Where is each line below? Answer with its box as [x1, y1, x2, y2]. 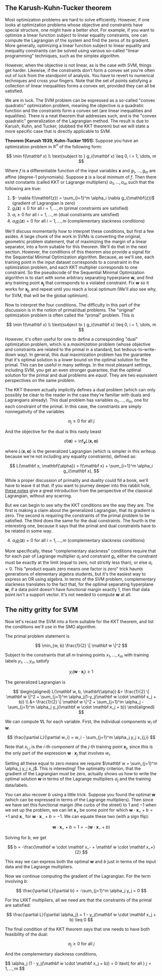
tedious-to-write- [121, 347, 156, 352]
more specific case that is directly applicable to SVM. [5, 128, 111, 134]
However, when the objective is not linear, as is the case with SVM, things [5, 62, 152, 68]
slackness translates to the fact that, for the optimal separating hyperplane [5, 581, 154, 587]
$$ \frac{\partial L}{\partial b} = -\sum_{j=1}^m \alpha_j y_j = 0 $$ [16, 887, 147, 894]
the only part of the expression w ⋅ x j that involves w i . [5, 750, 111, 757]
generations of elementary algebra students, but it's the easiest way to [5, 571, 146, 576]
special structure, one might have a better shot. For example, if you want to [5, 27, 155, 33]
